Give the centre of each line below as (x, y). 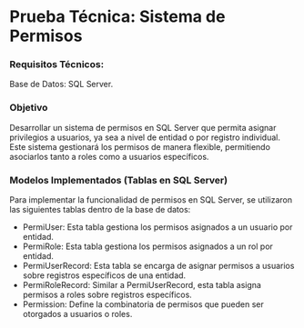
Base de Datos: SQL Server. (61, 84)
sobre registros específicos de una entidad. (104, 275)
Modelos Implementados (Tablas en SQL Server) (119, 180)
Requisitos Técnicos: (57, 65)
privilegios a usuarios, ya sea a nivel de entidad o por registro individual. (145, 137)
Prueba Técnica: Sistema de (117, 17)
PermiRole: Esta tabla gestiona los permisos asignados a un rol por (147, 246)
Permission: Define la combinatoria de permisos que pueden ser (143, 304)
